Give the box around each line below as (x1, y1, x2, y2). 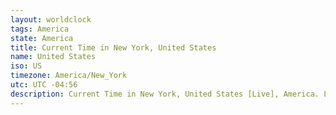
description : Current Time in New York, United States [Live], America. (10, 89, 320, 99)
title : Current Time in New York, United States (10, 42, 217, 53)
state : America (10, 33, 74, 43)
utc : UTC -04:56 (10, 80, 78, 90)
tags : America (10, 24, 70, 34)
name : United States (10, 52, 97, 62)
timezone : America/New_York (10, 71, 128, 81)
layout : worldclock (10, 14, 92, 25)
